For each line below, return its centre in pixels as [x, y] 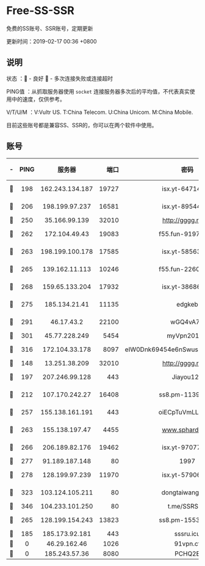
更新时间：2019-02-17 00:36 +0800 [52, 41]
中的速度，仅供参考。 [38, 99]
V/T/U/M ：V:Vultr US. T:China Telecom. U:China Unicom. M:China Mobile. [100, 112]
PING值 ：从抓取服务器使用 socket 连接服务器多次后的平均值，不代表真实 [98, 91]
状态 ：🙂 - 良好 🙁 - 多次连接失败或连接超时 [59, 78]
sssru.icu [187, 534]
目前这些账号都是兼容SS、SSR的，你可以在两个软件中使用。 [82, 125]
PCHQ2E [187, 553]
